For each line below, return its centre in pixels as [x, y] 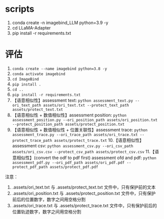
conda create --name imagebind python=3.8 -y [59, 69]
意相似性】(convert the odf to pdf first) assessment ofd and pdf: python [84, 158]
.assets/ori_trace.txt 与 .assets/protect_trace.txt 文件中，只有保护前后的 [84, 205]
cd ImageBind [26, 79]
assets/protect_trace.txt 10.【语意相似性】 [99, 140]
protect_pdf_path [30, 167]
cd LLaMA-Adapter [31, 27]
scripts [20, 9]
